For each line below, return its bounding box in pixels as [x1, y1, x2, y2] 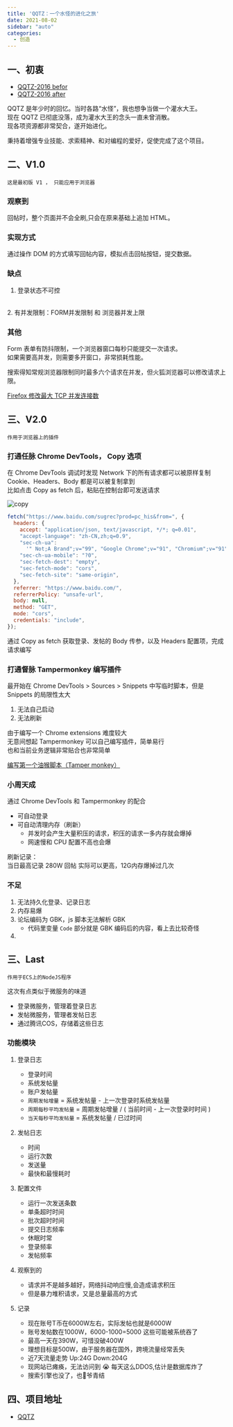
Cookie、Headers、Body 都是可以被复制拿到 [7, 478, 135, 486]
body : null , [13, 597, 49, 604]
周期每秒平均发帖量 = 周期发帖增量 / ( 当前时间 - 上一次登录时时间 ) [27, 1105, 212, 1113]
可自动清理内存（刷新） [17, 821, 85, 829]
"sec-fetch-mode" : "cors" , [19, 565, 98, 572]
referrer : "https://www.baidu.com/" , [13, 584, 123, 592]
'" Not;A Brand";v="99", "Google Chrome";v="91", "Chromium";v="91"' [25, 546, 231, 553]
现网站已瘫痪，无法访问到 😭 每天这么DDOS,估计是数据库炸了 [27, 1362, 203, 1371]
